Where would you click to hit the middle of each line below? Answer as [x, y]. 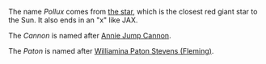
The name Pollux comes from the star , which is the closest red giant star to [133, 12]
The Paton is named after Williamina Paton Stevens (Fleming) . [111, 51]
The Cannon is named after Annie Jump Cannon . [90, 36]
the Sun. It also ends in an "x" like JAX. [73, 20]
